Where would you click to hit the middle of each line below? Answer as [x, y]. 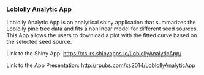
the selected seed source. [39, 42]
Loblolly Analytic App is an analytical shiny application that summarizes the [101, 23]
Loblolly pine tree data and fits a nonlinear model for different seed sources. [102, 29]
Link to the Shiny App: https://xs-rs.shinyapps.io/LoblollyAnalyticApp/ [94, 54]
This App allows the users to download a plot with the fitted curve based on [102, 35]
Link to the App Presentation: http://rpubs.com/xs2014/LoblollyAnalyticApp [101, 65]
